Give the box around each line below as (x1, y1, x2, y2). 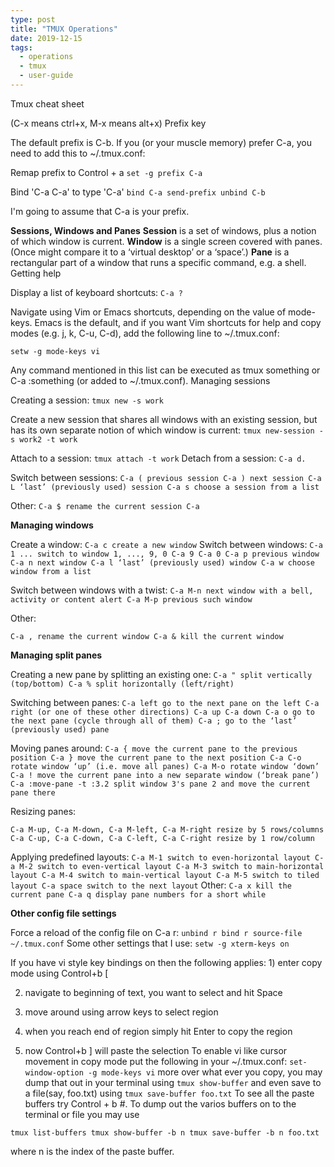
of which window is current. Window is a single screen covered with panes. (10, 235, 323, 247)
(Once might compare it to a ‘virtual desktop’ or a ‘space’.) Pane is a (10, 246, 290, 258)
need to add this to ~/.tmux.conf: (10, 147, 146, 159)
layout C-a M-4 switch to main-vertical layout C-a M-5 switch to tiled (10, 870, 320, 880)
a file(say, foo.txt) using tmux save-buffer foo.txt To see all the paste (24, 1087, 315, 1099)
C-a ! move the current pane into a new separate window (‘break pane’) (10, 770, 320, 780)
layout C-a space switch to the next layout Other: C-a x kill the (10, 879, 292, 891)
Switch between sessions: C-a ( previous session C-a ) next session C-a (10, 471, 322, 483)
